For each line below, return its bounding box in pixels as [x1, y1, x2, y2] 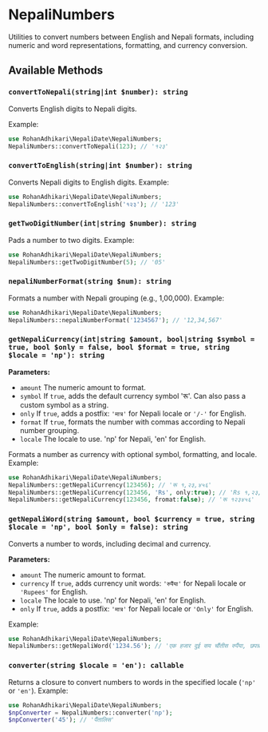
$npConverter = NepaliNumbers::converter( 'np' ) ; [8, 709, 173, 717]
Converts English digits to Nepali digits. [8, 104, 137, 113]
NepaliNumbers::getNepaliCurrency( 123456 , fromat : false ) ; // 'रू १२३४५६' [8, 495, 255, 504]
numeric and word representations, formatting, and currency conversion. [8, 40, 248, 50]
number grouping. [19, 425, 80, 435]
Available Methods [8, 64, 104, 78]
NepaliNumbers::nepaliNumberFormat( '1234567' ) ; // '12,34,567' [8, 316, 223, 324]
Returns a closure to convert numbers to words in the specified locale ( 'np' [8, 677, 257, 686]
